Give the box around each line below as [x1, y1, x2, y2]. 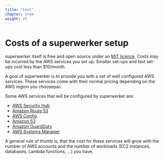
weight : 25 [5, 16, 27, 21]
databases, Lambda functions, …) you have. [5, 149, 94, 155]
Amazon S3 [12, 118, 36, 124]
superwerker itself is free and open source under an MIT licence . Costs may [5, 53, 159, 59]
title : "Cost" [5, 7, 34, 12]
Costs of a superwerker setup [5, 37, 129, 48]
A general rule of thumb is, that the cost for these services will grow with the [5, 138, 160, 144]
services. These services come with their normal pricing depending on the [5, 79, 155, 85]
